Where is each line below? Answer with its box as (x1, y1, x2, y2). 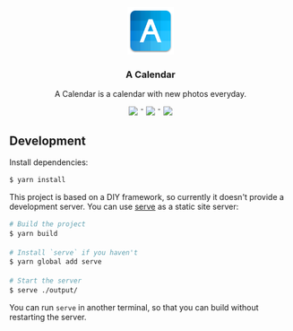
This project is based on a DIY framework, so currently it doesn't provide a (9, 191, 285, 202)
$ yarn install (9, 176, 66, 185)
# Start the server (9, 276, 82, 285)
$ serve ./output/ (9, 286, 78, 295)
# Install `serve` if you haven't (9, 248, 139, 257)
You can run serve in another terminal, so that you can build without (9, 301, 259, 312)
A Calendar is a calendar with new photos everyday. (54, 89, 246, 100)
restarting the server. (9, 311, 87, 322)
